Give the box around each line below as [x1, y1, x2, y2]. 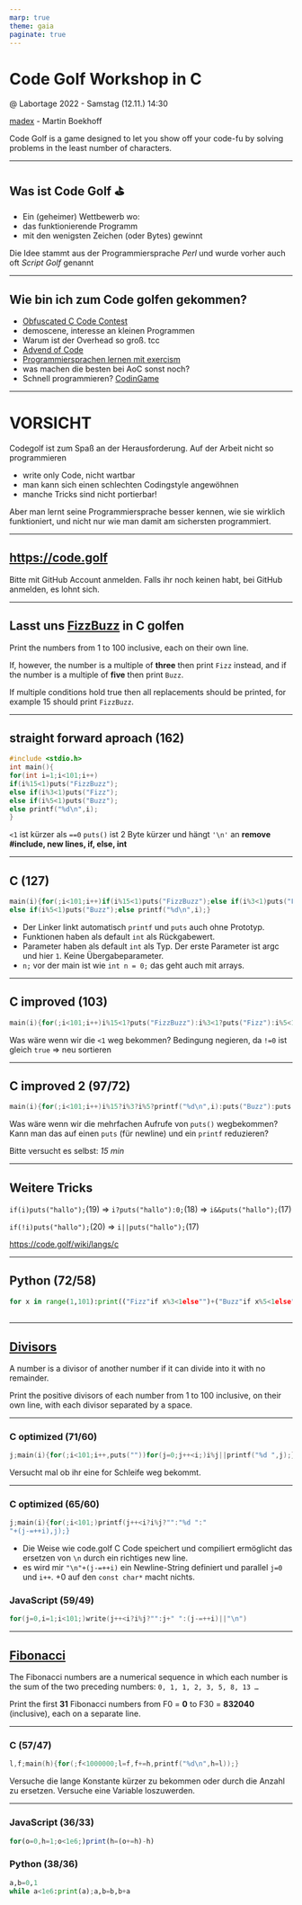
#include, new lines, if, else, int [9, 838, 128, 850]
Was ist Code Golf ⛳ [9, 183, 125, 199]
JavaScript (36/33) [9, 1816, 94, 1829]
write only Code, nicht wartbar [22, 470, 136, 480]
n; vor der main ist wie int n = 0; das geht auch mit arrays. [22, 960, 245, 970]
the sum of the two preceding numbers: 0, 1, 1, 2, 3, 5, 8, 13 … [9, 1681, 259, 1692]
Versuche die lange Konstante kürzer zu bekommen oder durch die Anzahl [9, 1775, 286, 1786]
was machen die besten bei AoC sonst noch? [22, 363, 191, 374]
